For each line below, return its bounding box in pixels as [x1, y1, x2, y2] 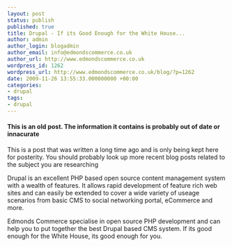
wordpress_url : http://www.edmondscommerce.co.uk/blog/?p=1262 [7, 68, 195, 75]
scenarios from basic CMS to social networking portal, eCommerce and [7, 196, 213, 204]
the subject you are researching [7, 160, 99, 169]
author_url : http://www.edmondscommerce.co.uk [7, 56, 145, 63]
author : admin [7, 36, 49, 43]
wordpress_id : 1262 [7, 62, 64, 69]
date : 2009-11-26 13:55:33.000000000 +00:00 [7, 75, 139, 82]
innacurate [7, 130, 40, 138]
